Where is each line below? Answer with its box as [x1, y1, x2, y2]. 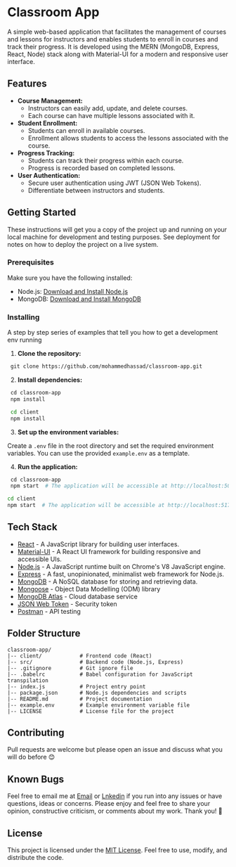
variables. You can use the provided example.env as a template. [7, 449, 190, 457]
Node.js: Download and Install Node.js [17, 287, 129, 295]
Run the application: [17, 462, 79, 471]
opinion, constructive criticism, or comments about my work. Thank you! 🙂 [7, 807, 223, 816]
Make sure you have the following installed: [7, 274, 133, 282]
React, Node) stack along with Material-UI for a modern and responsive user [7, 50, 228, 58]
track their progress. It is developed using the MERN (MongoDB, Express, [7, 42, 220, 51]
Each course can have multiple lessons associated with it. [27, 111, 195, 120]
